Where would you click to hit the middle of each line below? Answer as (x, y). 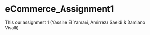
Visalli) (12, 27)
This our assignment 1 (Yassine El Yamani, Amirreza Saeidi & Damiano (75, 22)
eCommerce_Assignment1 (60, 9)
